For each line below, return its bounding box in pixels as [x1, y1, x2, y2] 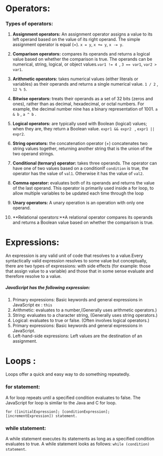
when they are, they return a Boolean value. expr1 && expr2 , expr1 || [12, 126, 155, 132]
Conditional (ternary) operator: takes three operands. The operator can [12, 160, 157, 166]
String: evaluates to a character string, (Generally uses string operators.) [12, 312, 158, 318]
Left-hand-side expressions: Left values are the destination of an [12, 333, 143, 339]
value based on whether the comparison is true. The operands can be [12, 56, 152, 62]
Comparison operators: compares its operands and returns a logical [12, 51, 150, 57]
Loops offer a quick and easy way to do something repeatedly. [5, 371, 130, 377]
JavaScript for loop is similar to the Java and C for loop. [5, 400, 117, 405]
